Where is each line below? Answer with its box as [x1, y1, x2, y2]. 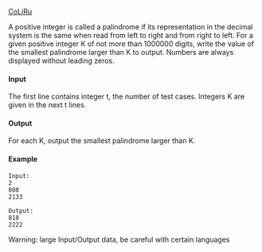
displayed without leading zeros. [8, 56, 115, 65]
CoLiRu [8, 7, 33, 16]
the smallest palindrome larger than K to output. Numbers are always [8, 48, 234, 56]
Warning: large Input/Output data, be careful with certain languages [8, 235, 230, 244]
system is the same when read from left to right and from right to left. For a [8, 31, 253, 40]
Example [8, 154, 38, 164]
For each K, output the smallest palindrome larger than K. [8, 136, 196, 145]
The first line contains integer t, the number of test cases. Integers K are [8, 91, 245, 102]
